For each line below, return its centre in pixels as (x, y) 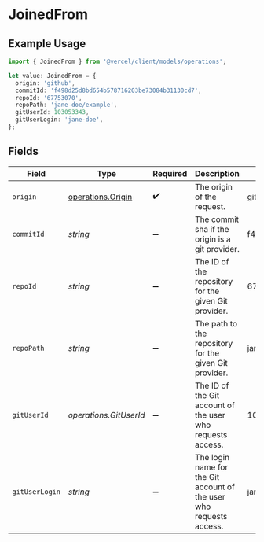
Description (217, 173)
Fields (24, 151)
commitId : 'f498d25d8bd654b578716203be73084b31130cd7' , (108, 90)
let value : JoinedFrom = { (52, 76)
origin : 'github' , (46, 83)
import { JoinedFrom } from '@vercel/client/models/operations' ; (117, 61)
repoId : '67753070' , (49, 98)
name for (212, 467)
